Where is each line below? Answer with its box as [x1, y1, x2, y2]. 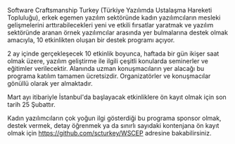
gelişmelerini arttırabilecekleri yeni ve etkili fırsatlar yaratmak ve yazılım [7, 21, 214, 29]
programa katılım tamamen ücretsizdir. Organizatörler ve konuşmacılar [7, 72, 211, 80]
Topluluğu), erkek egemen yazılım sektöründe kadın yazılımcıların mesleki [7, 13, 221, 22]
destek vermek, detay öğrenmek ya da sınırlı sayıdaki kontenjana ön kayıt [7, 122, 220, 129]
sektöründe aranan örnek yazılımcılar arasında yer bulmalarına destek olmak [7, 28, 229, 37]
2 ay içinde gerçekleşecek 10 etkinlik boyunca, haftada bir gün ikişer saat [7, 49, 220, 58]
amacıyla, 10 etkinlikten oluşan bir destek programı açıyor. [7, 36, 175, 44]
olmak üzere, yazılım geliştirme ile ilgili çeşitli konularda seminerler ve [7, 57, 209, 65]
